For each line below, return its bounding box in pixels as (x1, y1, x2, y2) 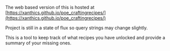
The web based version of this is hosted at (5, 5, 95, 10)
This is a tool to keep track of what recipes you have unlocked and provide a (5, 35, 165, 40)
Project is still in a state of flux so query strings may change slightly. (5, 25, 148, 31)
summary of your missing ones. (5, 40, 72, 46)
